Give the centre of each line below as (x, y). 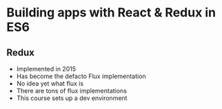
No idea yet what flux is (50, 83)
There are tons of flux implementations (71, 91)
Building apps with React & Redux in (111, 13)
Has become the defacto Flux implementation (81, 76)
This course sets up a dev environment (72, 98)
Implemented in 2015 (46, 69)
